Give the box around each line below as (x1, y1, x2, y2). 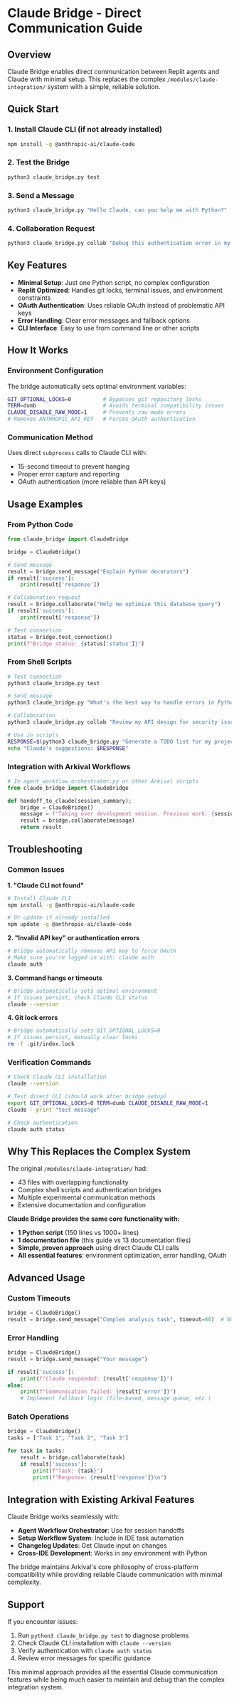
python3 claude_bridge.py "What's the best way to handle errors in (7, 699, 215, 707)
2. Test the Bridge (7, 157, 70, 167)
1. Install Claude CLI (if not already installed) (7, 125, 162, 135)
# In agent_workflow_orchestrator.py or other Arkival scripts (7, 778, 199, 785)
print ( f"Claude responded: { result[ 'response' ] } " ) (20, 1375, 174, 1382)
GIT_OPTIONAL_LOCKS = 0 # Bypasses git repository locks (7, 395, 202, 403)
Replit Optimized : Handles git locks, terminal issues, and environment (17, 286, 223, 294)
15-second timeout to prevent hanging (17, 462, 130, 471)
